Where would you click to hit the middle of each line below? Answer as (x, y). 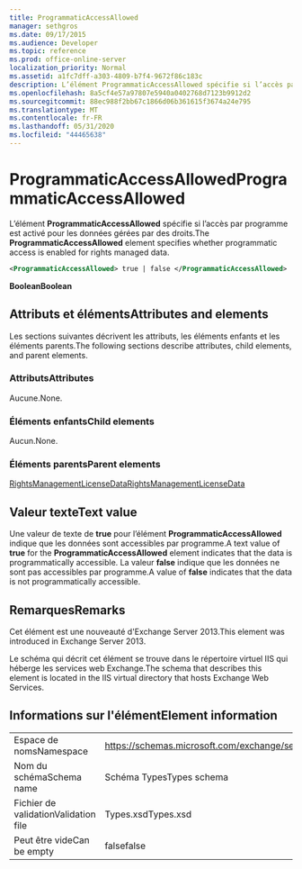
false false (125, 846)
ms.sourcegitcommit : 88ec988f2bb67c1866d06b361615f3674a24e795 (130, 101)
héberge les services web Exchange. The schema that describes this (136, 668)
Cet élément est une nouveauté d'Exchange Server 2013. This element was (147, 632)
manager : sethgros (44, 26)
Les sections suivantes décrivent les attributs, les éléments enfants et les (145, 336)
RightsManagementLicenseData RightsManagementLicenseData (127, 484)
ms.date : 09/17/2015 (48, 34)
